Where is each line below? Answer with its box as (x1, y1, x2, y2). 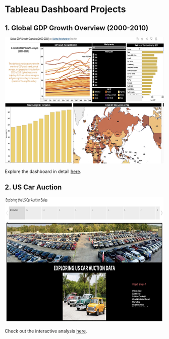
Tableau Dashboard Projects (5, 4, 126, 15)
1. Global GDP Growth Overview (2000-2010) (5, 24, 149, 32)
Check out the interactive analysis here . (5, 328, 87, 334)
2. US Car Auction (5, 183, 62, 192)
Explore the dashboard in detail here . (5, 168, 82, 175)
